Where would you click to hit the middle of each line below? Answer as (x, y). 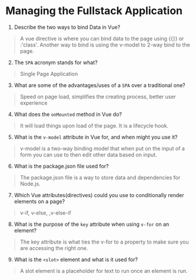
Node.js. (30, 184)
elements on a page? (39, 201)
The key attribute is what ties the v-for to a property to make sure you (104, 242)
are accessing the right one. (54, 248)
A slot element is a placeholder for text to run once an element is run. (104, 271)
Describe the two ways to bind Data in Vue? (67, 27)
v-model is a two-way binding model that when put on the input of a (102, 148)
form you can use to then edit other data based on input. (88, 155)
